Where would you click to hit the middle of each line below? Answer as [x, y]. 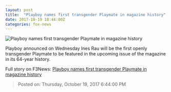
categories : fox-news [28, 24]
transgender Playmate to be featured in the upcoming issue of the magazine [86, 54]
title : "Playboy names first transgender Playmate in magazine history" [86, 15]
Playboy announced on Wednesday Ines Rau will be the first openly [76, 48]
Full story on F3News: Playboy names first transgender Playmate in [76, 69]
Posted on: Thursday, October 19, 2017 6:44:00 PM [72, 84]
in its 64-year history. [28, 59]
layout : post [19, 10]
